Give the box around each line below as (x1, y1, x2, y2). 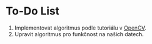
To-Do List (5, 4, 60, 18)
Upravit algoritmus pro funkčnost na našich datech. (14, 30, 144, 37)
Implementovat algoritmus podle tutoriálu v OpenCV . (14, 24, 147, 31)
